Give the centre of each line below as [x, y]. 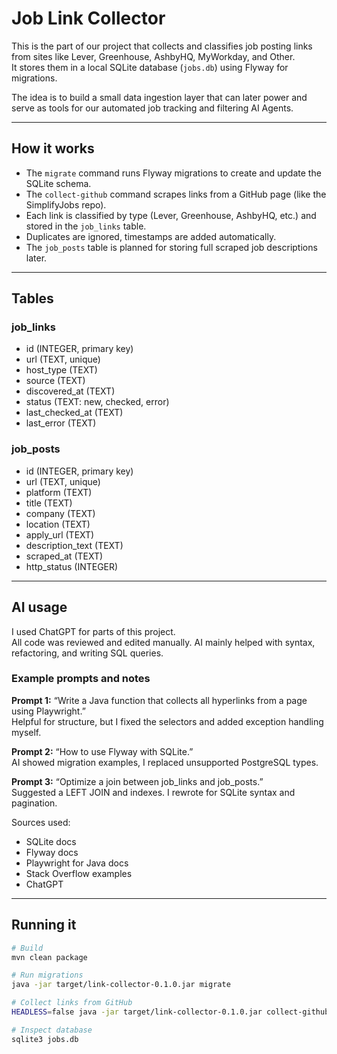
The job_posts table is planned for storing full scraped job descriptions [171, 247]
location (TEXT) [58, 524]
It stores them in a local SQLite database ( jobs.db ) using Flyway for [150, 67]
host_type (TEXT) [61, 370]
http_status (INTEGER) [72, 566]
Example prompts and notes [81, 679]
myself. [26, 732]
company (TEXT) [60, 513]
